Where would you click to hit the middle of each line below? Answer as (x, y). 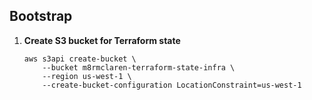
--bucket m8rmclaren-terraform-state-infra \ (139, 67)
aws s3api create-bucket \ (80, 59)
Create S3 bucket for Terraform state (102, 40)
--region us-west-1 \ (87, 76)
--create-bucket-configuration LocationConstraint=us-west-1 (172, 85)
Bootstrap (41, 16)
